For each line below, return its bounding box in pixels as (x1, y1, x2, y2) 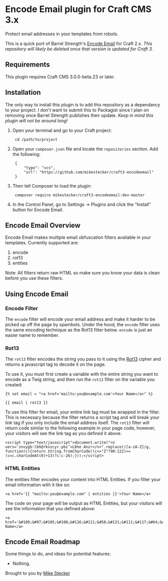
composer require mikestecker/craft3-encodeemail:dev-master (14, 192, 145, 198)
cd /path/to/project (14, 137, 57, 142)
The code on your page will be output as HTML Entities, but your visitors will (5, 500, 162, 506)
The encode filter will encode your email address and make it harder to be (5, 316, 155, 322)
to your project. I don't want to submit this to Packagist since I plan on (5, 107, 149, 113)
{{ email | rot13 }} (5, 400, 48, 405)
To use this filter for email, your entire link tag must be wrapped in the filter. (5, 409, 160, 415)
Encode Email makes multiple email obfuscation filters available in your (5, 234, 151, 240)
